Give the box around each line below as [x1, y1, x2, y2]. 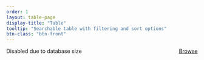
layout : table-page [6, 14, 56, 20]
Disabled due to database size [6, 47, 82, 55]
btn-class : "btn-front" [6, 31, 67, 37]
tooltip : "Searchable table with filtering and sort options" [6, 25, 167, 32]
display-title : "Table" [6, 20, 67, 26]
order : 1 [6, 8, 29, 15]
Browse [178, 47, 198, 55]
